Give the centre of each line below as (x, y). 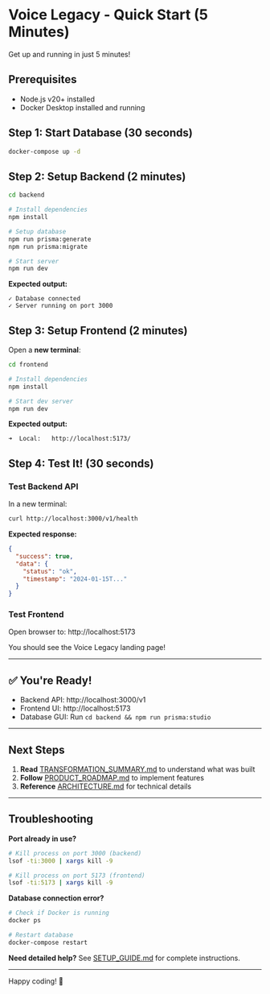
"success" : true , (45, 556)
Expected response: (43, 534)
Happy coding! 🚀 (36, 981)
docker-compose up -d (45, 151)
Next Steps (37, 750)
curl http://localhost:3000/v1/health (73, 519)
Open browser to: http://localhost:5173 (72, 632)
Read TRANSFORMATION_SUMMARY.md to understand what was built (137, 769)
